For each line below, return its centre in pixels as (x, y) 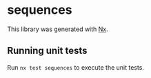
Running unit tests (47, 51)
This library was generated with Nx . (58, 29)
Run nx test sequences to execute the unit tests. (76, 67)
